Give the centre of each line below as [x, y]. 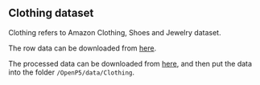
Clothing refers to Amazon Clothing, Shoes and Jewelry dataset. [115, 32]
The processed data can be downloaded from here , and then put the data [130, 63]
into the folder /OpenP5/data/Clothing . [72, 72]
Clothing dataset [51, 13]
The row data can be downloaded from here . [83, 48]
